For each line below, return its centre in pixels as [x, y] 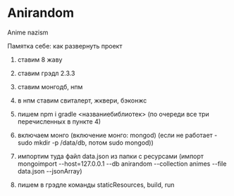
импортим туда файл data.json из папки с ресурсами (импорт [111, 156]
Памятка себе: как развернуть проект [65, 46]
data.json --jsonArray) [50, 171]
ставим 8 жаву [40, 59]
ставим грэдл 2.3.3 [46, 73]
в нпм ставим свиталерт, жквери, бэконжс [82, 100]
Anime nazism [28, 32]
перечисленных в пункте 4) [59, 122]
